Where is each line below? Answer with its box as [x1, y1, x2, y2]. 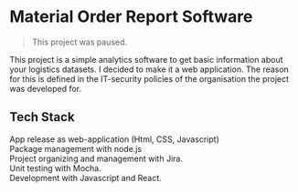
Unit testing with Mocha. [9, 162, 102, 174]
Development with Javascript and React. [9, 172, 162, 183]
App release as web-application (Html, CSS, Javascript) [9, 134, 219, 145]
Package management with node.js [9, 143, 143, 154]
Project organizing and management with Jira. [9, 153, 183, 164]
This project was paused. [31, 36, 128, 47]
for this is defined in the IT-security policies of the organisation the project [9, 73, 290, 84]
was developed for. [9, 83, 82, 94]
